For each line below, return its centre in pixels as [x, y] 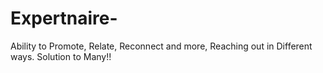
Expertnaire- [64, 18]
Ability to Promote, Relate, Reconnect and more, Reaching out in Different [161, 46]
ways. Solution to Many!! [61, 56]
